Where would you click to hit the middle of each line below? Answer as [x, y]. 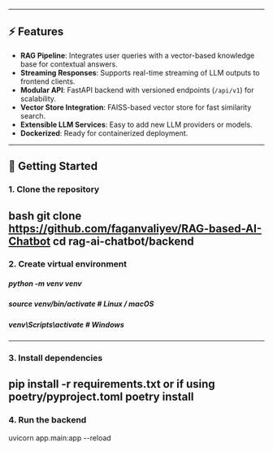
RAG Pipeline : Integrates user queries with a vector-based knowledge [137, 55]
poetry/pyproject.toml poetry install [101, 397]
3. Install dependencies [56, 358]
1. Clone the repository [54, 189]
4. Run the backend [48, 420]
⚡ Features [36, 32]
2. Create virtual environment [68, 264]
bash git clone [45, 216]
